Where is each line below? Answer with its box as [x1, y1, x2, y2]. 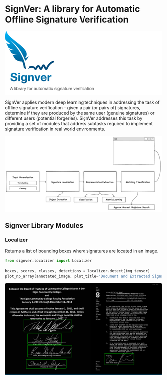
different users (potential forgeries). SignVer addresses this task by [5, 115, 143, 121]
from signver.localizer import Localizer [5, 258, 92, 263]
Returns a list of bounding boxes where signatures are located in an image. [5, 248, 159, 254]
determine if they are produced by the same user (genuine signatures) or [5, 110, 155, 116]
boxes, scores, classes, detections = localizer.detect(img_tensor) [5, 269, 150, 274]
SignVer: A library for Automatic [5, 3, 140, 15]
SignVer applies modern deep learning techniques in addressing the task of [5, 99, 160, 105]
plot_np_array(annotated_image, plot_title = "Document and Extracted [5, 274, 150, 279]
